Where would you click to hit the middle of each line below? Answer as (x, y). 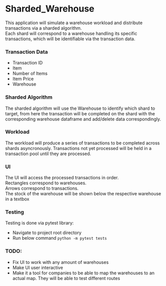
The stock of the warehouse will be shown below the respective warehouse (83, 194)
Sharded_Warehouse (50, 9)
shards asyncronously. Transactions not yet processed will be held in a (78, 148)
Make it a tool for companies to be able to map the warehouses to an (83, 273)
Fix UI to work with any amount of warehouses (60, 262)
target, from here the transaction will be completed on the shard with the (80, 113)
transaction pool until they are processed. (48, 154)
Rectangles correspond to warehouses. (46, 183)
